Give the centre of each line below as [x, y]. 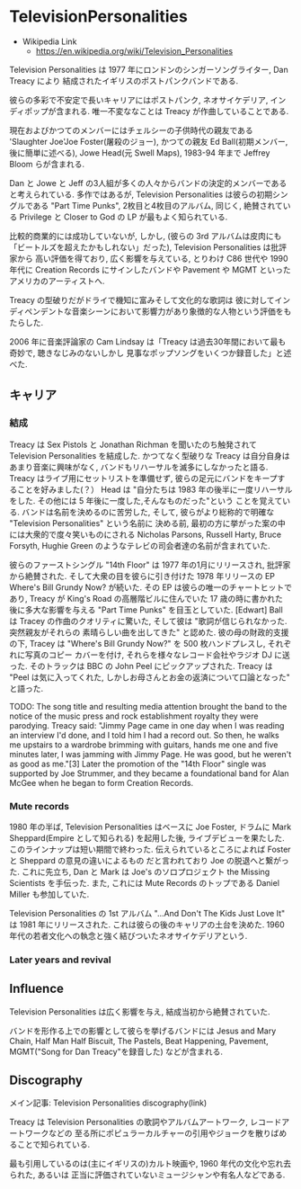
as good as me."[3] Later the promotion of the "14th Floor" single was [138, 764]
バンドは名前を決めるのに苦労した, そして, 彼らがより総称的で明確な [148, 512]
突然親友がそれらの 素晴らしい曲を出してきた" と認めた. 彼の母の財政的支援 [149, 632]
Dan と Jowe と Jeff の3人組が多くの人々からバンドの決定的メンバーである [148, 183]
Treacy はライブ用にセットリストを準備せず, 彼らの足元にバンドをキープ [143, 478]
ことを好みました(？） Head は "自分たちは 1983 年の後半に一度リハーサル [155, 489]
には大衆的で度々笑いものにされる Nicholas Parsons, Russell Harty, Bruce [145, 534]
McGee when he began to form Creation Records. [102, 782]
